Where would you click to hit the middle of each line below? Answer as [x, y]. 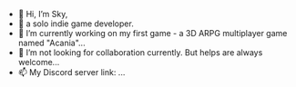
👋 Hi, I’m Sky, [43, 14]
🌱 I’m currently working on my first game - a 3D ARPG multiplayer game [153, 33]
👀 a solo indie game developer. [76, 24]
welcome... [39, 62]
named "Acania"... [51, 43]
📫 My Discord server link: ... [71, 72]
